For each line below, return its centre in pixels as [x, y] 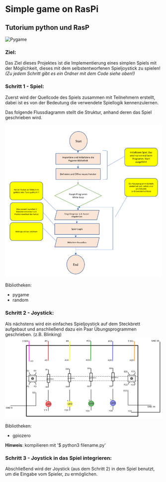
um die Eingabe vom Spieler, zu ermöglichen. [51, 474]
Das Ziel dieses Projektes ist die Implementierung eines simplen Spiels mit [81, 63]
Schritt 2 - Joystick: [30, 313]
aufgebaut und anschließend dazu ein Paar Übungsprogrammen [71, 329]
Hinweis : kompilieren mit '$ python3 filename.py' [55, 445]
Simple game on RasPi [52, 9]
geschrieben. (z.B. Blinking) [34, 334]
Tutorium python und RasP [47, 28]
